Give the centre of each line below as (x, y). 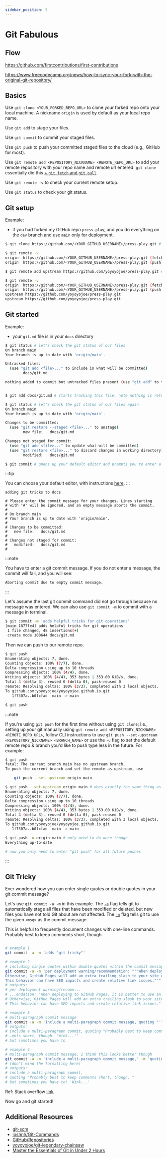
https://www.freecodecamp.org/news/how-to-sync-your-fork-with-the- (79, 74)
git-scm (20, 1129)
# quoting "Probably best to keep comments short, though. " (70, 1078)
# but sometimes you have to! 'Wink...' (48, 1082)
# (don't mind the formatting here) (43, 1064)
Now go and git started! (29, 1101)
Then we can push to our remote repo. (44, 644)
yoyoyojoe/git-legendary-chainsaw (48, 1145)
